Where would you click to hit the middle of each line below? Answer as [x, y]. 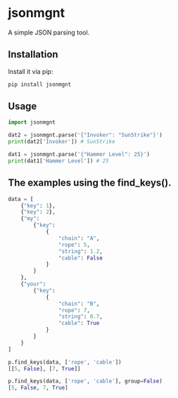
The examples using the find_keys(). [90, 183]
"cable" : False [80, 258]
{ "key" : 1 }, [38, 205]
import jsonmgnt [32, 122]
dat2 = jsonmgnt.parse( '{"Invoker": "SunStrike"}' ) [85, 135]
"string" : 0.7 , [80, 317]
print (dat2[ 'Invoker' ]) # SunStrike [62, 142]
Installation [33, 54]
